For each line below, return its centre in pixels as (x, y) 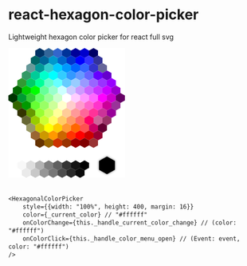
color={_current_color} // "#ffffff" (85, 214)
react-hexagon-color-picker (104, 15)
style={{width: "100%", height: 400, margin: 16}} (108, 206)
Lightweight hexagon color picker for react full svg (91, 37)
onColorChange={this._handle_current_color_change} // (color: (130, 222)
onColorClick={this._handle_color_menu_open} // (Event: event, (131, 238)
